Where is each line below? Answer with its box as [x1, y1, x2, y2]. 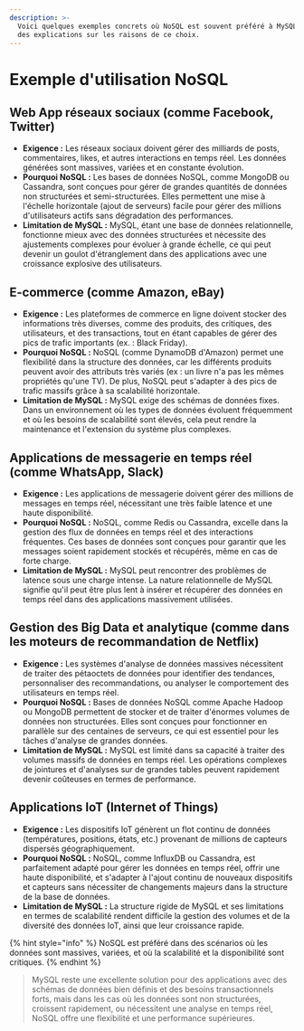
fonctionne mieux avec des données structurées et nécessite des [22, 230, 267, 241]
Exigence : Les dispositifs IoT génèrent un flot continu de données [22, 824, 271, 835]
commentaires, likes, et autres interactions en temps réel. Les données [22, 153, 287, 164]
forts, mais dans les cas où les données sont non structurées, [31, 993, 261, 1004]
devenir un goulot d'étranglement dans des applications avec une [22, 249, 267, 260]
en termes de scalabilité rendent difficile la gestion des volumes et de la [22, 910, 290, 921]
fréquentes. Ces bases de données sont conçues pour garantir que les [22, 536, 287, 547]
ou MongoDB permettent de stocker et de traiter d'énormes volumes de [22, 706, 290, 717]
